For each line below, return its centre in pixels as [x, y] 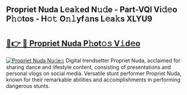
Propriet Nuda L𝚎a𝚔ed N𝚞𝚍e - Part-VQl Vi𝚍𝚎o [92, 10]
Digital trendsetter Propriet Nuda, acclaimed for [123, 60]
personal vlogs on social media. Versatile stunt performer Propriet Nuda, [94, 73]
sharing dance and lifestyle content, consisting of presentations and [89, 67]
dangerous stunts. [28, 86]
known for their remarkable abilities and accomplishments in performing [93, 80]
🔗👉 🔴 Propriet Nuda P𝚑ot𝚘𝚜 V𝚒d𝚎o [73, 43]
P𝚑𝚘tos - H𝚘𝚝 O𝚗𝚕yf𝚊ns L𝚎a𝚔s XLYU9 [79, 19]
